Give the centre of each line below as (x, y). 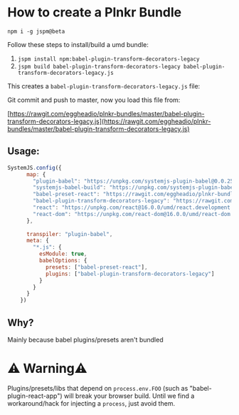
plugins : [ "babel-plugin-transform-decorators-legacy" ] (130, 274)
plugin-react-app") (35, 396)
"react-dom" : (52, 214)
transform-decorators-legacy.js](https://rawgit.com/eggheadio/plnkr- (109, 121)
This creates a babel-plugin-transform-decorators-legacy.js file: (104, 86)
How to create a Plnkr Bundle (95, 12)
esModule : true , (63, 254)
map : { (36, 174)
